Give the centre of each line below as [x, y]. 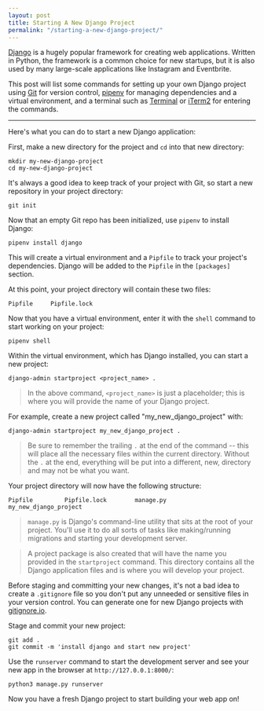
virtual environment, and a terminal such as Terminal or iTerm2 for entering [130, 101]
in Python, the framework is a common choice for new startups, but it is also [132, 60]
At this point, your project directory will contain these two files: [110, 290]
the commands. [33, 109]
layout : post [29, 15]
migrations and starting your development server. [107, 538]
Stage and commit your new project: [67, 626]
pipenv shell [29, 341]
